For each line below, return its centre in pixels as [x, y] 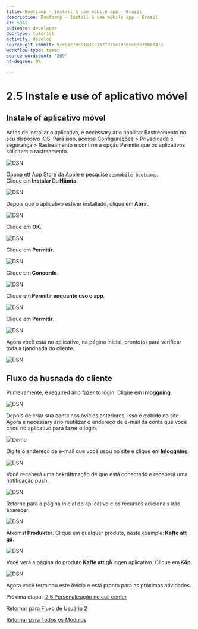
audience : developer [32, 28]
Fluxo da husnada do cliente [59, 378]
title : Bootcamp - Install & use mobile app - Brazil [74, 12]
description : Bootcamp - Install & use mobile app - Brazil [82, 17]
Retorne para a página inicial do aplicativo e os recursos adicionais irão [93, 504]
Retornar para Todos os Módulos [46, 620]
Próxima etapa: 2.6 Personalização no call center [67, 597]
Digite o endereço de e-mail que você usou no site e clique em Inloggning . [98, 451]
